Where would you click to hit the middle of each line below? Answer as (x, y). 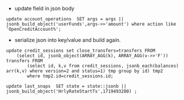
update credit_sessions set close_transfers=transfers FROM (81, 51)
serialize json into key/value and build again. (67, 40)
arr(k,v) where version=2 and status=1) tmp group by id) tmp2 (85, 71)
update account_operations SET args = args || (65, 19)
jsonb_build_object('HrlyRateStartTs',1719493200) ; (72, 91)
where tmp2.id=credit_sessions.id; (70, 76)
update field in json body (44, 8)
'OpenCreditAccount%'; (34, 29)
